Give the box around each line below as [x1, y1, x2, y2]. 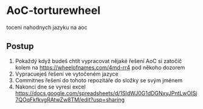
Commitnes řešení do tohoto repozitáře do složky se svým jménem [15, 76, 183, 84]
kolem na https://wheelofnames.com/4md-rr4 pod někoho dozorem [15, 64, 185, 71]
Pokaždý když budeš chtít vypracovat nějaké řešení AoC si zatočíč [15, 57, 182, 64]
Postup [6, 41, 35, 51]
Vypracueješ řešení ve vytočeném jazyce [15, 70, 119, 78]
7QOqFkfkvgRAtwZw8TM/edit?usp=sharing [15, 96, 125, 103]
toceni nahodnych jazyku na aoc [6, 24, 88, 31]
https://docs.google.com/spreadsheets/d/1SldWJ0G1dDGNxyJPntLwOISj [15, 89, 198, 97]
